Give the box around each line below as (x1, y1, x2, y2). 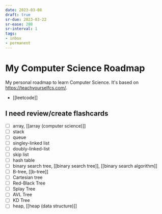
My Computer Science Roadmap (5, 62, 145, 74)
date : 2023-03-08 (5, 7, 42, 13)
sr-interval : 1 (5, 26, 38, 32)
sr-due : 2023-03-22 (5, 17, 47, 22)
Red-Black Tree (12, 180, 46, 186)
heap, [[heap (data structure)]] (12, 203, 77, 209)
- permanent (5, 41, 31, 46)
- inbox (5, 36, 22, 41)
